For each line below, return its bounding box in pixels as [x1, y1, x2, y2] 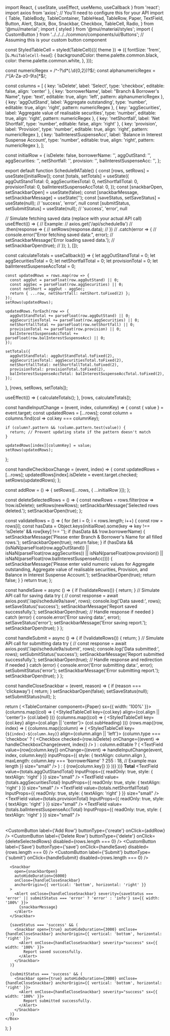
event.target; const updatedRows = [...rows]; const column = [5, 410, 133, 416]
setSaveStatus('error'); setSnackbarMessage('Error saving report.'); [5, 620, 147, 625]
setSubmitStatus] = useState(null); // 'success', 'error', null [5, 206, 128, 211]
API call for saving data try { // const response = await [5, 593, 118, 598]
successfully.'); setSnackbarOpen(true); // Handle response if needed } [5, 609, 154, 615]
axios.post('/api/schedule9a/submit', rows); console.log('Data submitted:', [5, 646, 160, 652]
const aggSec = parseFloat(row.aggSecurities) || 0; [10, 282, 124, 287]
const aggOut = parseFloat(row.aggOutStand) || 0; [10, 277, 119, 283]
